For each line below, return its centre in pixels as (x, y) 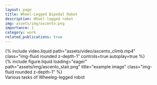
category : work (21, 32)
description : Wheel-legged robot (39, 19)
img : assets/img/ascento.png (35, 23)
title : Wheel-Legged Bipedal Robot (41, 14)
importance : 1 (20, 28)
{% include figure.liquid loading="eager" (46, 61)
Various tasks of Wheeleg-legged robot (45, 77)
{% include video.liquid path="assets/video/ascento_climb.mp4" (70, 51)
